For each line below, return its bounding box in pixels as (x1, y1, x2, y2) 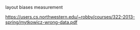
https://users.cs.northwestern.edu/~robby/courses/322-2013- (5, 14, 135, 19)
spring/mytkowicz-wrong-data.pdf (5, 19, 78, 25)
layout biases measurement (5, 4, 63, 10)
